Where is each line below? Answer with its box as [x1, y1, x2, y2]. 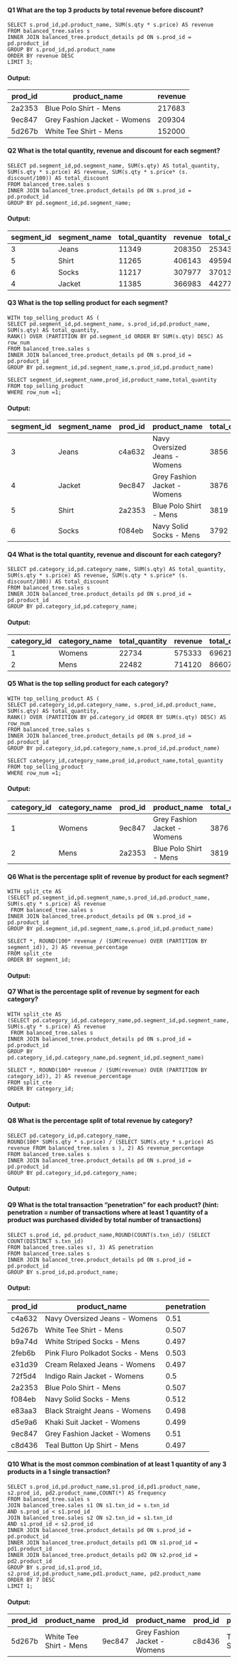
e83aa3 [11, 1405, 38, 1415]
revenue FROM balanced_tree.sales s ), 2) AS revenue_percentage [7, 1144, 204, 1152]
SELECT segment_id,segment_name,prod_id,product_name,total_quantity [7, 377, 217, 384]
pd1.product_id [7, 1546, 52, 1553]
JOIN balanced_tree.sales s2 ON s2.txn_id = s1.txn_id [7, 1514, 173, 1521]
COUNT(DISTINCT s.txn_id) [7, 1238, 84, 1245]
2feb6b [11, 1348, 36, 1358]
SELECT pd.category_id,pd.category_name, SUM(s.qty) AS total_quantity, [7, 566, 227, 573]
